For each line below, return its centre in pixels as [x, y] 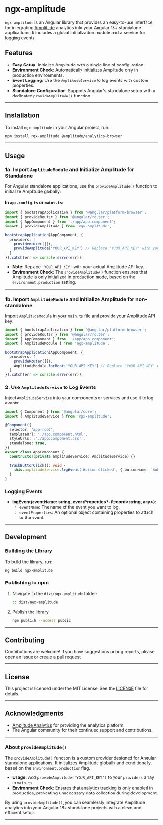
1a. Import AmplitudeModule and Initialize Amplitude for [70, 169]
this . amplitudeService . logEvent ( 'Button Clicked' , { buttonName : [81, 470]
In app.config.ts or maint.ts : [34, 202]
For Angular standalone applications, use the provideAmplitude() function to [81, 186]
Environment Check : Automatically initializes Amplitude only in [75, 70]
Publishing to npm [27, 583]
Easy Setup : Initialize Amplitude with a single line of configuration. [78, 65]
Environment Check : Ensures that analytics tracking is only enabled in [82, 788]
